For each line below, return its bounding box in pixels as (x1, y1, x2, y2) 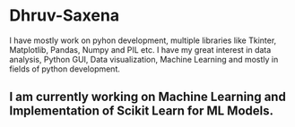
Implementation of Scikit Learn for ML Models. (9, 104, 273, 119)
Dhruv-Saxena (9, 5, 119, 26)
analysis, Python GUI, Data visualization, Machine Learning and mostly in (9, 54, 279, 64)
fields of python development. (9, 63, 121, 74)
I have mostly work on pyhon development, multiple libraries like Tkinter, (9, 35, 277, 46)
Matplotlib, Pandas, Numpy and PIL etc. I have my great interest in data (9, 44, 272, 55)
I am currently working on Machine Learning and (9, 89, 287, 105)
